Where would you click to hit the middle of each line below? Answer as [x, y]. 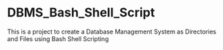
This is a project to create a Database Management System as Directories [112, 32]
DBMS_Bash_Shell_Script [81, 13]
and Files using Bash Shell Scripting [58, 38]
